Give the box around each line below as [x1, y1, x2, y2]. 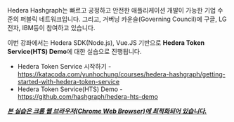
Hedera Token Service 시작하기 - [17, 62, 112, 70]
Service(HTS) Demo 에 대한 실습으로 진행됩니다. [7, 48, 142, 55]
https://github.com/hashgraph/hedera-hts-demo [17, 93, 158, 100]
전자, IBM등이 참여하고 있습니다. [7, 24, 96, 32]
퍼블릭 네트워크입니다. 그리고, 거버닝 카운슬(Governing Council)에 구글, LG [20, 15, 227, 23]
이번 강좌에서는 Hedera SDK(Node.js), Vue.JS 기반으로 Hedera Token [7, 39, 205, 47]
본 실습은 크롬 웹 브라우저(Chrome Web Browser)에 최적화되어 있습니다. [7, 107, 207, 115]
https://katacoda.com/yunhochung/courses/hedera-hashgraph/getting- [17, 70, 226, 79]
